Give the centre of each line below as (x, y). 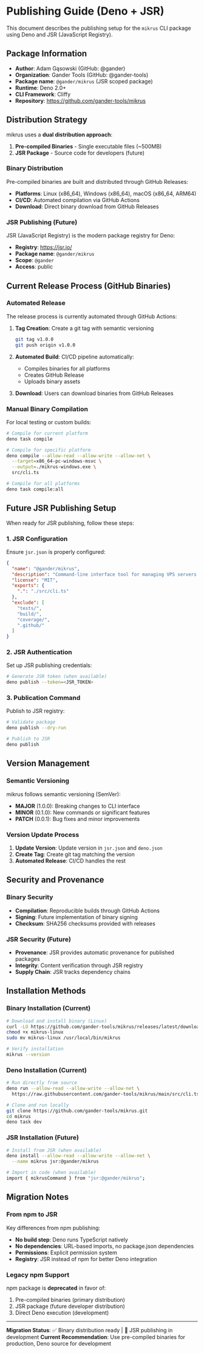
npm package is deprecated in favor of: (56, 1288)
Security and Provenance (55, 880)
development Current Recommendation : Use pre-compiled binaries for (96, 1337)
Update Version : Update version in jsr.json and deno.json (89, 848)
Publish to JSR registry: (36, 711)
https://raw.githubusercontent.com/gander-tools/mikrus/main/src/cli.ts (106, 1094)
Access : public (34, 267)
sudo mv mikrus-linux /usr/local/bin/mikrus (63, 1038)
